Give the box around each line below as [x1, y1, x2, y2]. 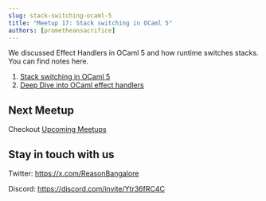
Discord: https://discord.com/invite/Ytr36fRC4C [8, 184, 166, 193]
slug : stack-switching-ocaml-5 [8, 11, 112, 20]
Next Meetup [8, 103, 74, 117]
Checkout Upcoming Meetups [8, 125, 107, 134]
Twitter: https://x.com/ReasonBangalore [8, 168, 139, 178]
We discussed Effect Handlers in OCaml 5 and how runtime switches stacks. [8, 48, 259, 58]
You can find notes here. [8, 56, 89, 66]
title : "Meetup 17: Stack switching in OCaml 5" [8, 19, 173, 27]
